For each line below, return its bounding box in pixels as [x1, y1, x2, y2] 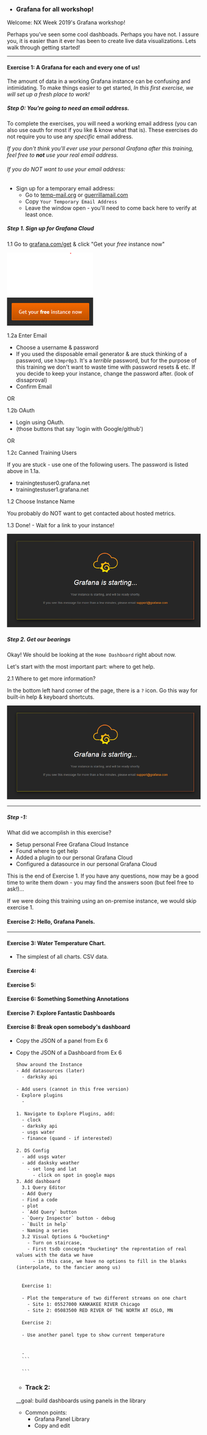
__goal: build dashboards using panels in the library [15, 1397, 146, 1404]
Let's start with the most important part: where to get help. [7, 663, 155, 670]
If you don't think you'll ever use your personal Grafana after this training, [7, 145, 194, 152]
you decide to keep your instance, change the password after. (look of [15, 369, 194, 377]
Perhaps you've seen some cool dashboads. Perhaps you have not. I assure [7, 31, 199, 38]
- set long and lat [27, 1166, 77, 1173]
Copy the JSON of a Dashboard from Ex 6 [15, 1049, 122, 1056]
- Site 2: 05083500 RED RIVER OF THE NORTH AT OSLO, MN [27, 1308, 173, 1314]
